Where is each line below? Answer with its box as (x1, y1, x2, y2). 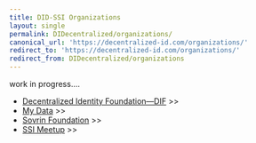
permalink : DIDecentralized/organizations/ (9, 29, 173, 38)
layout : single (9, 21, 66, 30)
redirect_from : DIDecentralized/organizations (9, 54, 185, 63)
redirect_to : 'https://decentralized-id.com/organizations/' (9, 46, 241, 55)
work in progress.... (9, 79, 81, 89)
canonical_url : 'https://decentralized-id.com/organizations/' (9, 37, 249, 47)
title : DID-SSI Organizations (9, 12, 122, 22)
